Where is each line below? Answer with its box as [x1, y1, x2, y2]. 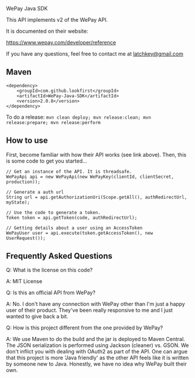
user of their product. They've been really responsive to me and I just [6, 307, 173, 314]
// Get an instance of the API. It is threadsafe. [6, 169, 132, 174]
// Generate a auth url [6, 189, 64, 195]
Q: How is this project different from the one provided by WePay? [6, 324, 163, 331]
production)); [6, 178, 41, 185]
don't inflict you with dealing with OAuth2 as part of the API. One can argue [6, 348, 188, 355]
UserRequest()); [6, 235, 46, 241]
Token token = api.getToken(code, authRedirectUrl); [6, 215, 138, 221]
